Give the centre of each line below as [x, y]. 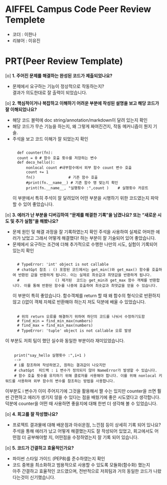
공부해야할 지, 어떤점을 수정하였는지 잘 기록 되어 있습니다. [83, 437]
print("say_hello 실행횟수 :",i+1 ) [50, 355]
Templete [25, 20]
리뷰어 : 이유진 [26, 41]
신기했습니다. [43, 477]
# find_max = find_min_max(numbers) [55, 325]
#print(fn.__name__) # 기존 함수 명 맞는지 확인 [72, 183]
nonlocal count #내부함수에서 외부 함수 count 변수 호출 [79, 168]
